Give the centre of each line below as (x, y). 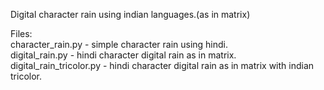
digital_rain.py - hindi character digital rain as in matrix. (123, 55)
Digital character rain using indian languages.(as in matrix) (130, 14)
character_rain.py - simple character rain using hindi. (119, 44)
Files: (21, 33)
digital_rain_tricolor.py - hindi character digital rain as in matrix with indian (162, 65)
